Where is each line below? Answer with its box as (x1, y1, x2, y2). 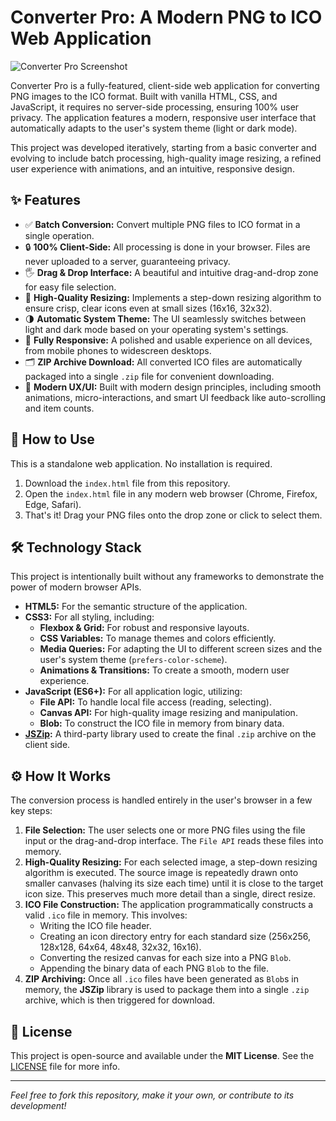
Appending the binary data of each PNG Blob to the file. (39, 962, 270, 975)
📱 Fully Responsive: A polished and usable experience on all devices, (24, 334, 313, 346)
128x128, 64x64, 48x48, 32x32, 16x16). (39, 941, 202, 953)
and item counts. (24, 402, 95, 414)
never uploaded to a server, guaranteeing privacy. (24, 255, 231, 267)
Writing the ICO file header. (39, 920, 152, 932)
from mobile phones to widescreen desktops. (24, 344, 212, 356)
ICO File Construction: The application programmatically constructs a (24, 899, 314, 911)
